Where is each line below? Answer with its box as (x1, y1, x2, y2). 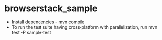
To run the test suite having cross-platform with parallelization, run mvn (11, 24, 158, 30)
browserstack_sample (4, 3, 98, 14)
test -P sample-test (11, 29, 51, 35)
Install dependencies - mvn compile (11, 19, 85, 25)
